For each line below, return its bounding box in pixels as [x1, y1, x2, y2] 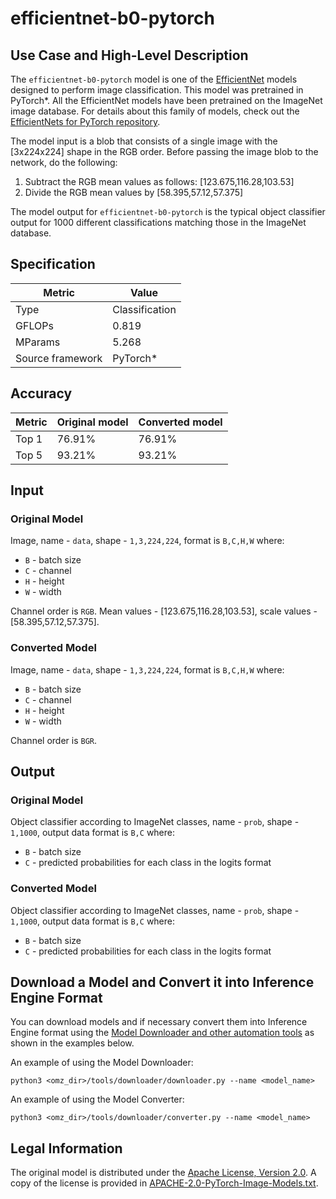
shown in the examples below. [10, 1037, 135, 1049]
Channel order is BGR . [10, 734, 98, 746]
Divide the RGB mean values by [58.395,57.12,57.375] [24, 187, 244, 198]
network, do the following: [10, 157, 118, 168]
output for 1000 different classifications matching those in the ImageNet [10, 217, 307, 228]
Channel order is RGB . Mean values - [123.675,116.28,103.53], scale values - [10, 605, 318, 617]
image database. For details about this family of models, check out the [10, 105, 300, 117]
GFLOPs [15, 318, 54, 332]
